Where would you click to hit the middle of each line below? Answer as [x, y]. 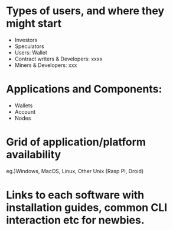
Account [25, 111]
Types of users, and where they [85, 11]
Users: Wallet [31, 52]
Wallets [24, 106]
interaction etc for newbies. [75, 220]
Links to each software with [75, 195]
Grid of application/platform [76, 142]
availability [34, 155]
